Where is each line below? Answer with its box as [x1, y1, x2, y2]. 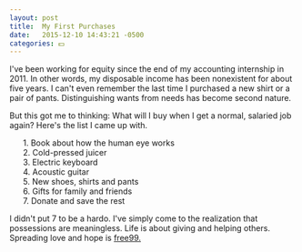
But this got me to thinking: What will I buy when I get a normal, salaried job [9, 110, 292, 121]
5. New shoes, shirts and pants [22, 176, 139, 187]
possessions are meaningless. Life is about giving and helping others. [9, 223, 271, 234]
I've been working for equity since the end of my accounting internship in [9, 64, 285, 75]
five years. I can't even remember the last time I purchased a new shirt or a [9, 83, 291, 94]
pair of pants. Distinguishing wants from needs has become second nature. [9, 93, 292, 104]
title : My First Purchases [9, 22, 116, 31]
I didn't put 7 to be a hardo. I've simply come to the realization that [9, 213, 258, 224]
